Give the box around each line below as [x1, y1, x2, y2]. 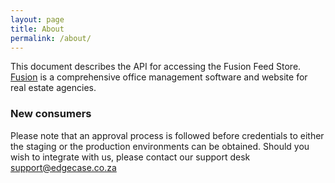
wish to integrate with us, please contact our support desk [10, 151, 251, 163]
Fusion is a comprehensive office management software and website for [10, 71, 308, 83]
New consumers [10, 107, 92, 121]
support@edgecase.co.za [10, 161, 117, 173]
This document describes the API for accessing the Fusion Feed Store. [10, 61, 302, 73]
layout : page [10, 14, 65, 25]
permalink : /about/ [10, 33, 92, 43]
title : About [10, 24, 65, 34]
